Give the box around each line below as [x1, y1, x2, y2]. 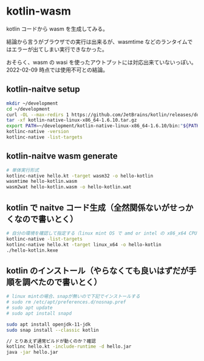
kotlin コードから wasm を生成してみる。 [6, 25, 108, 32]
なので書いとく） [14, 214, 78, 224]
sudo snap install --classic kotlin [6, 327, 99, 333]
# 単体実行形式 [6, 167, 39, 173]
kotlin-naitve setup [6, 84, 80, 95]
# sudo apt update [6, 305, 53, 311]
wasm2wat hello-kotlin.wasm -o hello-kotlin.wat [6, 184, 132, 190]
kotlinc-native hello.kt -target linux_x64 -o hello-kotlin [6, 241, 162, 247]
